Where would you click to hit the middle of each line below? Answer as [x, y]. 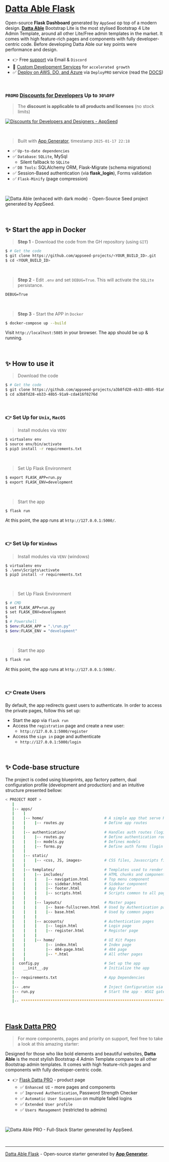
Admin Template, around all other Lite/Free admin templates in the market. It [84, 33]
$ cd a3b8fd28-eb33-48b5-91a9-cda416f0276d [52, 394]
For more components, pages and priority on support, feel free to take [90, 1038]
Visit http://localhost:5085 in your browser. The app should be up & [77, 333]
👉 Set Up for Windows [31, 543]
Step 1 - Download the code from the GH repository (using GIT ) [83, 242]
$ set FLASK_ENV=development [36, 612]
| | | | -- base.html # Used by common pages [83, 912]
